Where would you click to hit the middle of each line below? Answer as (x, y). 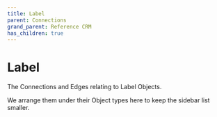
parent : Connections (37, 20)
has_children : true (35, 33)
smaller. (18, 108)
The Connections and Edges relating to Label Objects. (85, 87)
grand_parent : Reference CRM (49, 26)
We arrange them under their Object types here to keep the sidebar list (108, 100)
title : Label (26, 14)
